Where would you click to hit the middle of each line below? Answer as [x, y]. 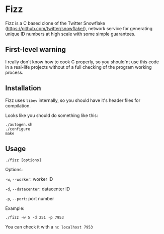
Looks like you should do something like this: [52, 115]
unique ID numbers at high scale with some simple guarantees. [70, 34]
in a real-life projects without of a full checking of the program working [78, 67]
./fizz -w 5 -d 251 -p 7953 [35, 218]
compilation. [18, 105]
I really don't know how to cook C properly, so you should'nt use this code [82, 62]
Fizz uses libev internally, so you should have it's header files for [73, 100]
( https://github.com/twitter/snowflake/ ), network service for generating [79, 28]
